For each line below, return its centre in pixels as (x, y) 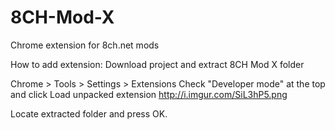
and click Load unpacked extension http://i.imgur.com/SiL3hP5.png (149, 94)
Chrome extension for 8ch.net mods (85, 45)
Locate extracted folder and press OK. (89, 113)
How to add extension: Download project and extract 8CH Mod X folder (157, 64)
